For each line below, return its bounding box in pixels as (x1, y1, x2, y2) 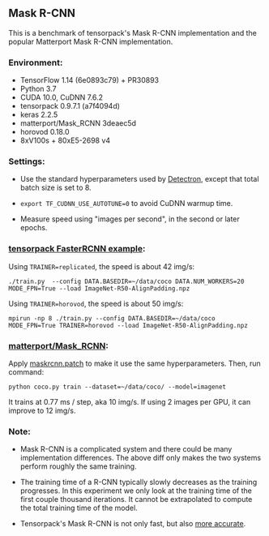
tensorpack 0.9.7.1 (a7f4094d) (19, 101, 120, 111)
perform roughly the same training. (19, 461, 137, 471)
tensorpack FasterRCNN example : (8, 243, 146, 255)
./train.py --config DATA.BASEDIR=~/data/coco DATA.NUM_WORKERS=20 (8, 277, 245, 285)
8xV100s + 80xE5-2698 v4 (19, 135, 111, 145)
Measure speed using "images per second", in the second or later (19, 214, 241, 224)
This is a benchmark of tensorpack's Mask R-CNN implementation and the (8, 28, 257, 37)
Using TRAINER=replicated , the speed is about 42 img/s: (8, 261, 195, 271)
